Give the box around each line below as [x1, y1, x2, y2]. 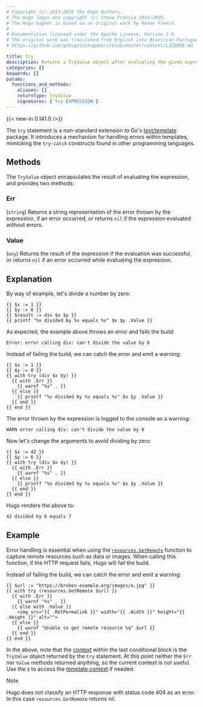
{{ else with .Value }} [11, 604, 71, 610]
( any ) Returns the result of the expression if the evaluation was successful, [6, 250, 192, 257]
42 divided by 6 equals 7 [6, 513, 71, 520]
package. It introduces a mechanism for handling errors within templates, [6, 133, 188, 140]
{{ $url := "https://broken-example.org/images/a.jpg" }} [6, 583, 155, 589]
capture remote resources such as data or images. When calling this [6, 552, 176, 560]
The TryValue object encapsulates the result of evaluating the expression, [6, 173, 189, 180]
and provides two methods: [6, 179, 74, 187]
